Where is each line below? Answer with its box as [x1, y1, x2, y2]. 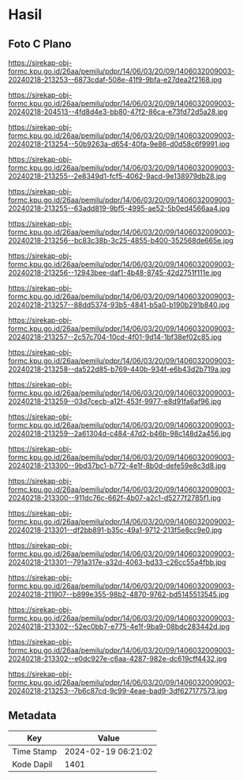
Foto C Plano [8, 37, 72, 51]
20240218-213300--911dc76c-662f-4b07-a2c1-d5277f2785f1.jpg [8, 493, 222, 502]
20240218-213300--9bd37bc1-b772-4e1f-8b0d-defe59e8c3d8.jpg [8, 461, 226, 470]
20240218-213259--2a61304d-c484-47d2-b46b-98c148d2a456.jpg [8, 429, 231, 438]
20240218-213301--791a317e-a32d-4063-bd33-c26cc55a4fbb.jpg [8, 557, 226, 567]
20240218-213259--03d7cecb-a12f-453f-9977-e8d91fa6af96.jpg [8, 397, 222, 405]
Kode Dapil [12, 759, 53, 770]
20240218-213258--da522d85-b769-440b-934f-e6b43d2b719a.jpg [8, 364, 231, 374]
